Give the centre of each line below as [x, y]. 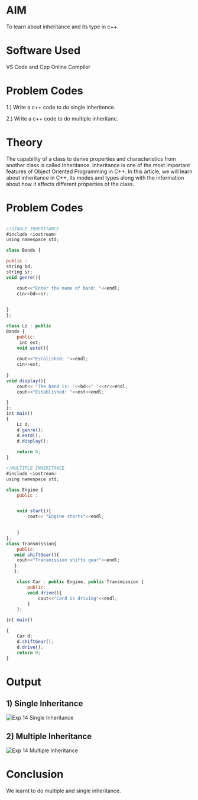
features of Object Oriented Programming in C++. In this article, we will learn [99, 171]
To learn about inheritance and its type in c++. [63, 27]
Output [24, 682]
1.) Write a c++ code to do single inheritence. [61, 107]
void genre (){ [24, 277]
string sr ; [20, 272]
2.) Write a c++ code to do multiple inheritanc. [62, 118]
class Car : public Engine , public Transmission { [80, 582]
